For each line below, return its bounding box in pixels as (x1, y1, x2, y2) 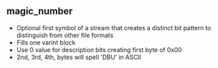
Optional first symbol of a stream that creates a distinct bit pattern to (16, 23, 212, 32)
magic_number (6, 5, 73, 17)
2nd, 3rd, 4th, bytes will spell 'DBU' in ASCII (16, 53, 141, 61)
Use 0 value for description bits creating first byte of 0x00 (16, 45, 182, 54)
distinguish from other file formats (16, 31, 114, 39)
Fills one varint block (16, 38, 76, 47)
